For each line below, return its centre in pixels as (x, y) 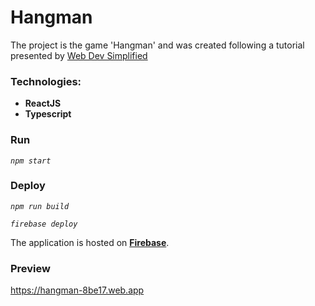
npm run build (40, 206)
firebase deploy (44, 224)
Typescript (48, 114)
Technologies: (46, 81)
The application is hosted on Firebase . (90, 242)
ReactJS (43, 103)
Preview (30, 268)
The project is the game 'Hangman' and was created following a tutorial (157, 45)
